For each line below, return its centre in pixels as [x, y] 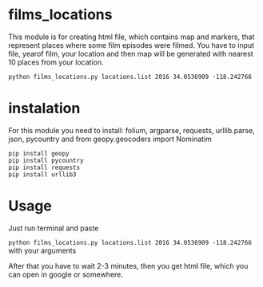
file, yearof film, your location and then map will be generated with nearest [131, 53]
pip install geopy [39, 153]
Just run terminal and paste [54, 228]
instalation [44, 108]
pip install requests [44, 167]
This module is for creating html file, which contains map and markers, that [131, 37]
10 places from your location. [56, 62]
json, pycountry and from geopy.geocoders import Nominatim [110, 139]
